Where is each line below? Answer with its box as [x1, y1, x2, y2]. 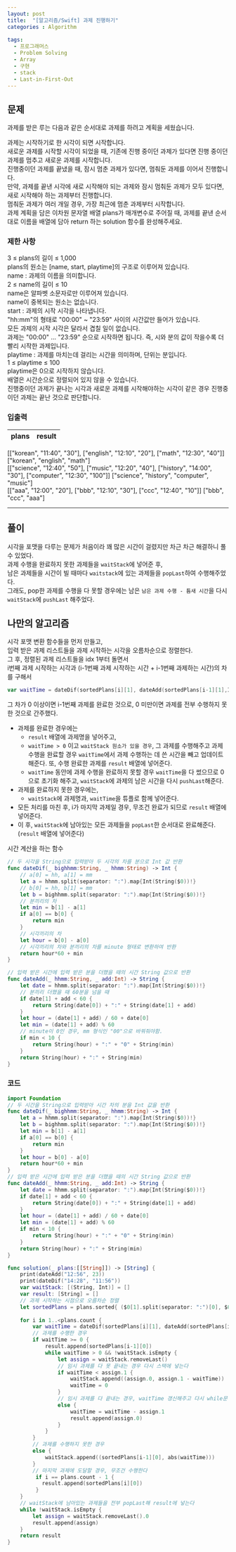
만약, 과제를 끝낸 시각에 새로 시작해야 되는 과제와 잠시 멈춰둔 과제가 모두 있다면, [7, 182, 225, 190]
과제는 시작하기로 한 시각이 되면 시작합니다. [7, 138, 126, 147]
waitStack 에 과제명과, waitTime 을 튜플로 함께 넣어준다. [27, 794, 179, 803]
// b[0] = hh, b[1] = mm [20, 884, 93, 891]
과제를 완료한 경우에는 [17, 724, 79, 732]
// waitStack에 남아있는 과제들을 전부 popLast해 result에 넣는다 [20, 1500, 195, 1507]
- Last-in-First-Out [13, 75, 74, 83]
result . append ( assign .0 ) [70, 1414, 143, 1422]
